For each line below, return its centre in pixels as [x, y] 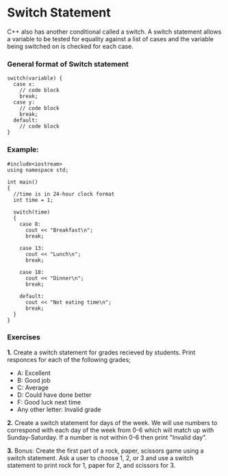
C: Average [33, 387]
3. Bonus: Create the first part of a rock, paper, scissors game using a [105, 451]
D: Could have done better [54, 395]
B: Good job [34, 380]
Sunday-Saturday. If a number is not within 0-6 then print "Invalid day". [107, 437]
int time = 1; [33, 200]
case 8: [30, 224]
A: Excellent [34, 373]
